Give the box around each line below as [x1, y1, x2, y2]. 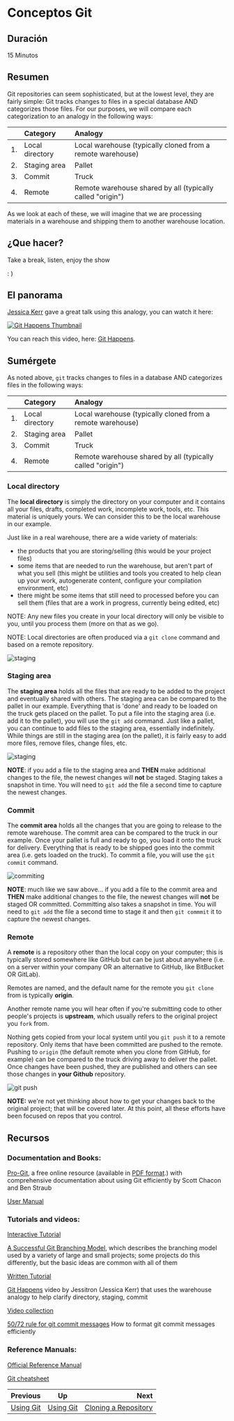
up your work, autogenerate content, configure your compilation [17, 576, 202, 585]
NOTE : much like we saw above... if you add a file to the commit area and [7, 885, 217, 893]
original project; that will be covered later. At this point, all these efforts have [7, 1105, 226, 1113]
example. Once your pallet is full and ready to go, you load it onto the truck [7, 836, 221, 845]
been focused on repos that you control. [7, 1112, 123, 1120]
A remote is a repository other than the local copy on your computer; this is [7, 948, 224, 956]
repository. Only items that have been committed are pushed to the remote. [7, 1040, 223, 1049]
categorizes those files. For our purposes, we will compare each [7, 105, 192, 113]
